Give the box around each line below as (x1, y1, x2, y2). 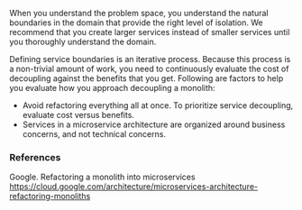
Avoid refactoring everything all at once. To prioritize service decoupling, (22, 100, 294, 111)
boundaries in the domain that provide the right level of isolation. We (9, 17, 263, 28)
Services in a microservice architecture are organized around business (22, 119, 286, 130)
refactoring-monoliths (9, 191, 91, 202)
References (9, 151, 61, 163)
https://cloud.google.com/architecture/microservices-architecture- (9, 181, 259, 192)
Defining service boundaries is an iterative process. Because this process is (9, 54, 291, 64)
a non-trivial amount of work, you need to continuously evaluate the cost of (9, 63, 289, 74)
